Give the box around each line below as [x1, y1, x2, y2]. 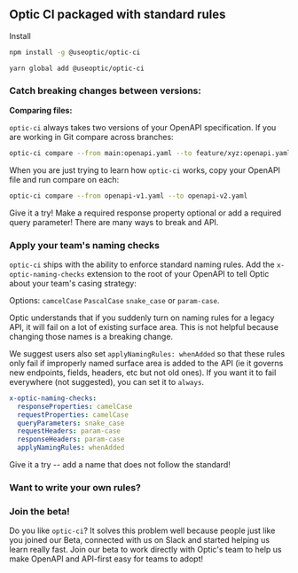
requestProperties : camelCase [17, 410, 129, 420]
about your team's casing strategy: [9, 278, 137, 288]
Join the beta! [9, 505, 71, 517]
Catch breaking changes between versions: [9, 84, 201, 97]
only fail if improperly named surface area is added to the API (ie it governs [9, 357, 284, 368]
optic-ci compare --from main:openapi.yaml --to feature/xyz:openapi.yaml [9, 148, 292, 158]
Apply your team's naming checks [9, 239, 161, 251]
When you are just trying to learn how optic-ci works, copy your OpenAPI [9, 164, 281, 176]
